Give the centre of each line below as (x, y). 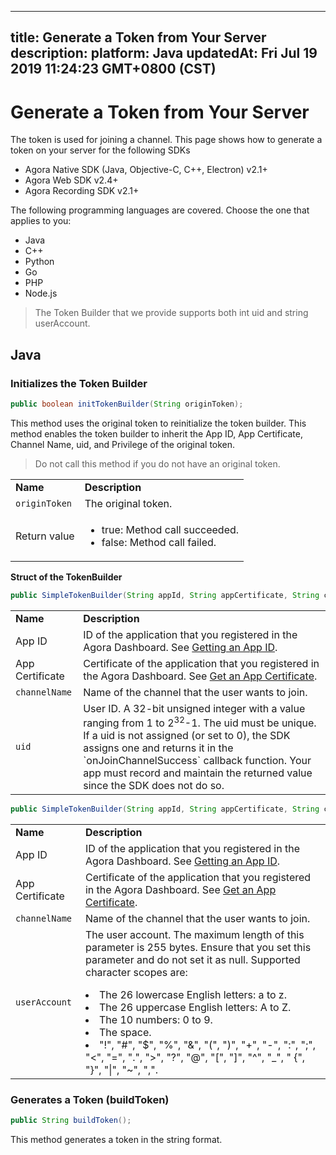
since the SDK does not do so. (154, 786)
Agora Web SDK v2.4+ (71, 180)
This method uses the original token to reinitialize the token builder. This (158, 423)
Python (39, 262)
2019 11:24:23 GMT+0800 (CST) (113, 69)
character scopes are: (136, 972)
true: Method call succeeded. (170, 529)
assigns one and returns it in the (158, 748)
